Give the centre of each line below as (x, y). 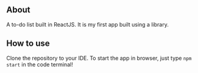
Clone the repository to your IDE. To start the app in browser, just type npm (99, 58)
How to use (28, 44)
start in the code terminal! (40, 64)
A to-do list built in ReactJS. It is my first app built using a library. (87, 24)
